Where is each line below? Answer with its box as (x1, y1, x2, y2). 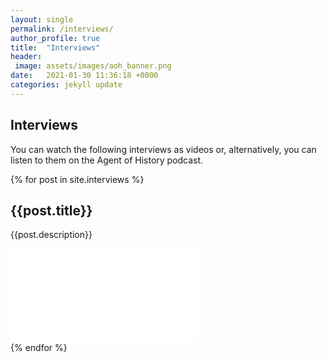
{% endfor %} (10, 342, 68, 354)
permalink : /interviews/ (10, 24, 114, 34)
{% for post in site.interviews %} (10, 173, 145, 185)
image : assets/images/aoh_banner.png (14, 61, 172, 71)
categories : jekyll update (10, 80, 123, 90)
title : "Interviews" (10, 42, 101, 53)
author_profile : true (10, 33, 101, 43)
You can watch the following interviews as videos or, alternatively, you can (10, 143, 317, 155)
